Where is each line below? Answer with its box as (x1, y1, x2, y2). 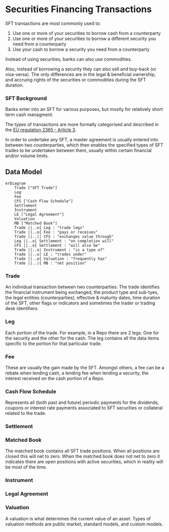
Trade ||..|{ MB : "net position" (14, 261, 87, 266)
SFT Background (5, 95, 47, 102)
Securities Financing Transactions (5, 4, 152, 15)
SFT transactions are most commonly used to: (5, 20, 101, 26)
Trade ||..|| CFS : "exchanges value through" (14, 234, 114, 239)
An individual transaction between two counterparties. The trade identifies (5, 284, 160, 290)
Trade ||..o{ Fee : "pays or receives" (14, 230, 98, 235)
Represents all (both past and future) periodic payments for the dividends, (5, 399, 159, 406)
